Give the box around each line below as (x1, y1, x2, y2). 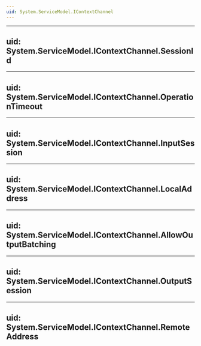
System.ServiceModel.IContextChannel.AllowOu (6, 230, 193, 240)
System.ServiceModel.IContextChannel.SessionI (6, 46, 194, 56)
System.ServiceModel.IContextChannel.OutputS (6, 276, 193, 287)
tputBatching (6, 239, 56, 249)
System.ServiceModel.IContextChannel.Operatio (6, 92, 194, 102)
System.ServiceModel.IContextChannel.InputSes (6, 138, 195, 148)
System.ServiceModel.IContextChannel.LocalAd (6, 184, 193, 194)
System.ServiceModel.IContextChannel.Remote (6, 322, 190, 332)
